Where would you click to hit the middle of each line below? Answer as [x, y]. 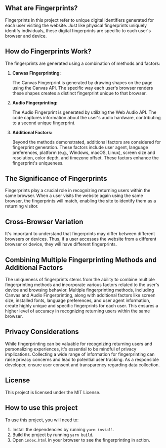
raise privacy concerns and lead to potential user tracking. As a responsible [82, 359]
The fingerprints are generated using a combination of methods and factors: [83, 63]
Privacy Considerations [42, 332]
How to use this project [41, 408]
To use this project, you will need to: [42, 420]
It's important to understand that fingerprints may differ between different [80, 234]
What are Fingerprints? [41, 8]
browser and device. [26, 36]
